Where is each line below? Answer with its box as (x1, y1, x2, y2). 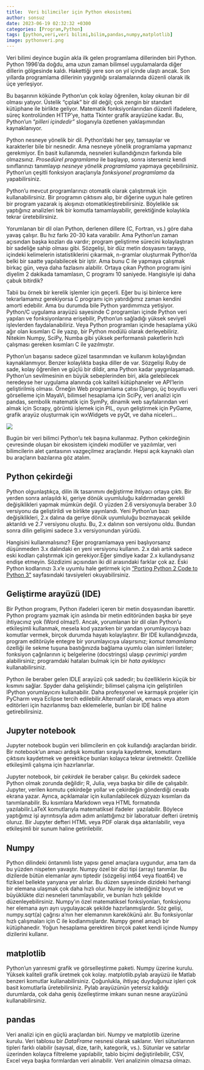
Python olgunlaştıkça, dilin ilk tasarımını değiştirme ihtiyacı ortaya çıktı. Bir (6, 487, 192, 495)
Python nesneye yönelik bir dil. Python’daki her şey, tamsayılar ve (6, 136, 171, 144)
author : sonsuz (6, 15, 45, 21)
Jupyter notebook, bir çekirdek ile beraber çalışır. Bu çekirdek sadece (6, 773, 181, 780)
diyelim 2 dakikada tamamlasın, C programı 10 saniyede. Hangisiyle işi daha (6, 270, 196, 278)
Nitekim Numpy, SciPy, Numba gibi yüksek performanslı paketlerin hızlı (6, 334, 185, 341)
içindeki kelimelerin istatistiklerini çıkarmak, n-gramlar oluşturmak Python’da (6, 251, 197, 258)
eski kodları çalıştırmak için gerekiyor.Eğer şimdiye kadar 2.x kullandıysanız (6, 552, 195, 559)
